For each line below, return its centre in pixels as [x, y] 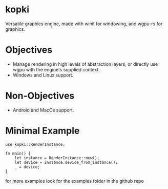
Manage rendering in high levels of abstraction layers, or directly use [85, 64]
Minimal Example [43, 131]
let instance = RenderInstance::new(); [57, 158]
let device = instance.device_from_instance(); [66, 162]
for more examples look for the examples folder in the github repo [75, 181]
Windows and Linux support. [43, 75]
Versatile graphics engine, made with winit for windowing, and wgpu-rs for [84, 24]
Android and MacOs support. [43, 110]
